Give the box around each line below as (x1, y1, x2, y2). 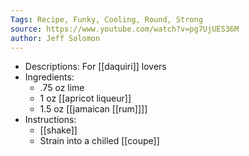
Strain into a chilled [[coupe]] (39, 135, 160, 147)
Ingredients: (24, 71, 75, 83)
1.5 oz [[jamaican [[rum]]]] (39, 103, 148, 115)
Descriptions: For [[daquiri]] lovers (24, 61, 167, 73)
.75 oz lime (39, 82, 85, 94)
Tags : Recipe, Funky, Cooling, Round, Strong (10, 14, 203, 25)
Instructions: (24, 114, 77, 126)
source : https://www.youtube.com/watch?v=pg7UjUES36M (10, 24, 240, 34)
